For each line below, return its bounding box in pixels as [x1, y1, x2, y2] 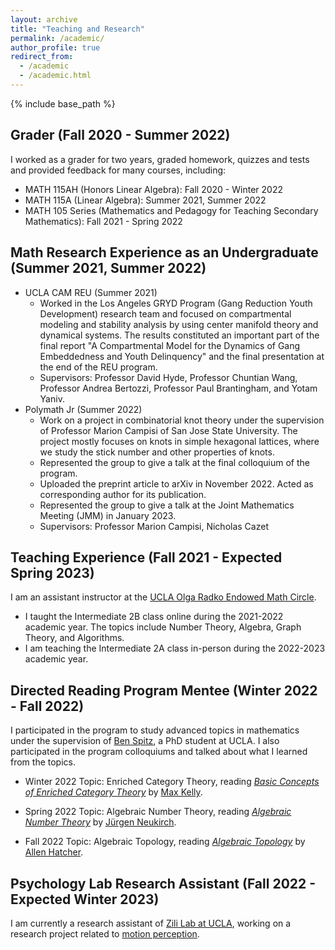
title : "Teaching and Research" [10, 24, 145, 34]
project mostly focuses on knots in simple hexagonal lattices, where [39, 435, 320, 447]
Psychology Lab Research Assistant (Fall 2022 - [10, 875, 317, 892]
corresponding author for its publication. [39, 488, 207, 500]
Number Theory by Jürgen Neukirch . [24, 816, 177, 828]
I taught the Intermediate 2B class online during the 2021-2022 [24, 611, 284, 623]
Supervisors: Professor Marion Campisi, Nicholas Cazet [39, 520, 269, 532]
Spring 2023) [10, 564, 95, 581]
